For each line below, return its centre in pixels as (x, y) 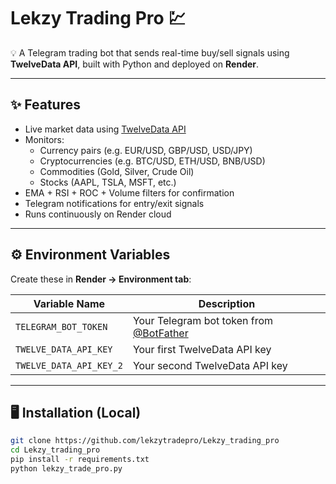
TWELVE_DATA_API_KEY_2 (69, 365)
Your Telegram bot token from (203, 320)
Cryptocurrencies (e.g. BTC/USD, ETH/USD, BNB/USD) (152, 161)
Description (227, 303)
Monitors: (44, 139)
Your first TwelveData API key (202, 349)
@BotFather (160, 333)
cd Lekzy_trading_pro (55, 450)
